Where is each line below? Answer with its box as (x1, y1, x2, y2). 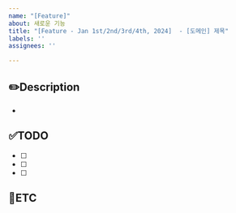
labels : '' (8, 34, 45, 43)
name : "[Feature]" (8, 11, 71, 20)
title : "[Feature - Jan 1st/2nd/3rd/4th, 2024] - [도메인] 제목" (8, 27, 230, 35)
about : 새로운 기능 (8, 19, 66, 28)
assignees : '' (8, 42, 57, 50)
